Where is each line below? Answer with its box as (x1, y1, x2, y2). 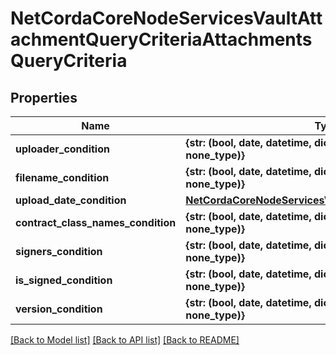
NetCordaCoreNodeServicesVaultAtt (10, 7, 323, 30)
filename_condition (15, 171, 110, 184)
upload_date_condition (15, 193, 127, 207)
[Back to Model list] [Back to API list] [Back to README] (10, 334, 240, 346)
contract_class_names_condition (15, 216, 177, 229)
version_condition (15, 302, 103, 316)
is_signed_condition (15, 273, 113, 287)
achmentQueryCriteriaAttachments (10, 28, 313, 51)
